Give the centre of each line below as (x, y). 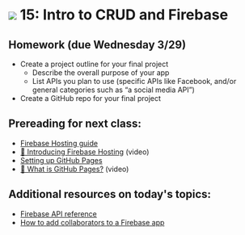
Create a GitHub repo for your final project (91, 98)
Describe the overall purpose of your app (101, 73)
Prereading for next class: (75, 124)
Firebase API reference (58, 214)
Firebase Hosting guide (59, 143)
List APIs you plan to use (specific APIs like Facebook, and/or (134, 81)
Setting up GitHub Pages (61, 160)
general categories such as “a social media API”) (114, 90)
